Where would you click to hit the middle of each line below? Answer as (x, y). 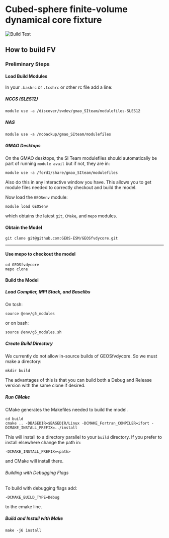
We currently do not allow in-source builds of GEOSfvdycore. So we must (81, 356)
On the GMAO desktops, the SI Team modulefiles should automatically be (81, 158)
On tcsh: (14, 305)
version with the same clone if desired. (45, 385)
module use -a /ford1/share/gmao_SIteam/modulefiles (62, 173)
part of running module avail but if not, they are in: (58, 164)
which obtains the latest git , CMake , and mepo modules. (61, 216)
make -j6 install (23, 530)
